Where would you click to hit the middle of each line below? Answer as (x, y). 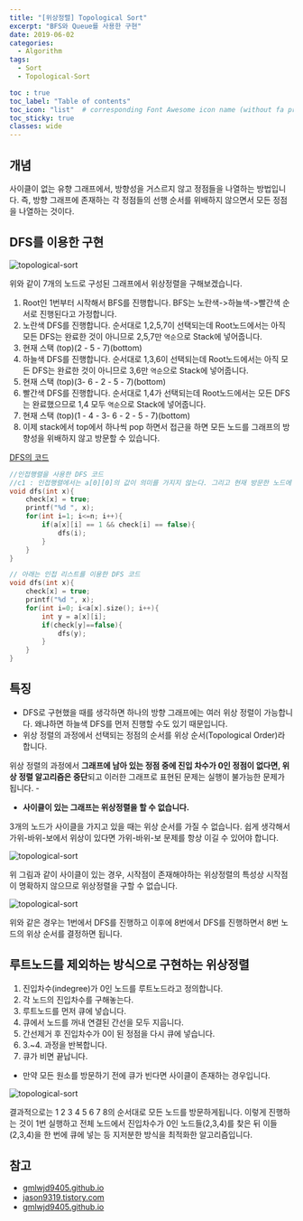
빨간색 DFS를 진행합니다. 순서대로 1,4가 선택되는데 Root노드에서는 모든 (147, 393)
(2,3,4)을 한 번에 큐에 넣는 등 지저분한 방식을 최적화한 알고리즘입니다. (131, 1134)
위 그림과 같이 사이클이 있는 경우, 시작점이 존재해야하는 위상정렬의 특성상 (137, 874)
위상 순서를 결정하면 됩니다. (74, 933)
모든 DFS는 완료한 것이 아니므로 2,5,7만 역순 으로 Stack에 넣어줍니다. (142, 336)
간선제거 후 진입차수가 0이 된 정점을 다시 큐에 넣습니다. (119, 1033)
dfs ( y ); (72, 633)
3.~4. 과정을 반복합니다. (64, 1045)
